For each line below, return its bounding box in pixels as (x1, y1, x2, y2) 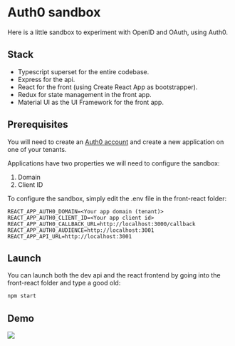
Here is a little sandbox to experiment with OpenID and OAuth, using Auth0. (7, 28, 228, 36)
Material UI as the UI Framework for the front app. (17, 98, 164, 106)
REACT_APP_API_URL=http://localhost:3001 (7, 233, 132, 240)
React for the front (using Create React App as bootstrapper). (17, 83, 198, 91)
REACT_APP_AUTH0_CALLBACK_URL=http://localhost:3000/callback (7, 220, 196, 228)
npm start (7, 292, 37, 300)
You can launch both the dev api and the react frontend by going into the (7, 271, 221, 280)
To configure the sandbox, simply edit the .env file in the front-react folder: (7, 194, 226, 203)
